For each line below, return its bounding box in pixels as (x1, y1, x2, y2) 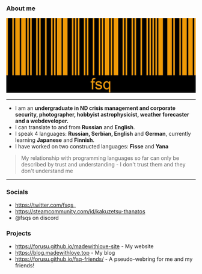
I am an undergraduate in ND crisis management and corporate (14, 104, 176, 112)
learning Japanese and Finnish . (14, 136, 95, 144)
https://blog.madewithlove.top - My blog (14, 249, 115, 257)
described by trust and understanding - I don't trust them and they (20, 160, 186, 168)
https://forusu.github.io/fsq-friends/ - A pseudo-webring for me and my (14, 255, 193, 263)
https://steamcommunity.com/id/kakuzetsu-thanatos (14, 207, 145, 215)
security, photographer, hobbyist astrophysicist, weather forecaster (14, 111, 189, 118)
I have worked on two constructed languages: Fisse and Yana (14, 142, 169, 150)
